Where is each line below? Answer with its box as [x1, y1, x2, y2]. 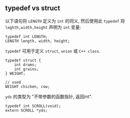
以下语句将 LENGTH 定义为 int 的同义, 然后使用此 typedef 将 [5, 17, 126, 24]
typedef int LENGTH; [5, 34, 48, 39]
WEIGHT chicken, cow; [5, 84, 50, 89]
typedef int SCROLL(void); [5, 103, 61, 108]
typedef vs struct [5, 4, 61, 12]
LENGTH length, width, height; [5, 38, 70, 43]
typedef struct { [5, 57, 41, 63]
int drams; [14, 62, 37, 67]
